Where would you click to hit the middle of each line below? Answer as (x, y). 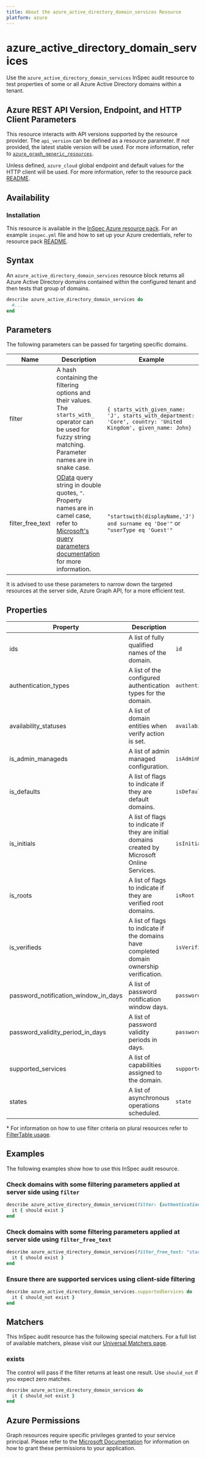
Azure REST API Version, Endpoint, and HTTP (94, 110)
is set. (137, 741)
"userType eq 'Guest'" (140, 530)
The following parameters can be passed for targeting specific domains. (97, 344)
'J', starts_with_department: (151, 416)
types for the (147, 693)
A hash (67, 370)
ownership (144, 967)
